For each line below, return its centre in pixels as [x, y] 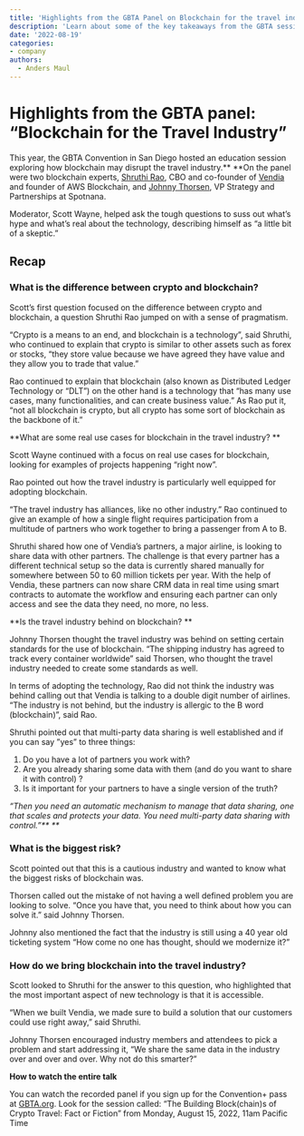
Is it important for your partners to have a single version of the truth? [150, 788]
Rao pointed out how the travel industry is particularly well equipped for [142, 482]
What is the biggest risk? [65, 848]
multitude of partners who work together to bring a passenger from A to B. [148, 528]
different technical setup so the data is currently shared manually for [137, 565]
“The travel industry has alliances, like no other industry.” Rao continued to [148, 509]
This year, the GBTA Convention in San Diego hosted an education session [148, 157]
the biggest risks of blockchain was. [77, 877]
